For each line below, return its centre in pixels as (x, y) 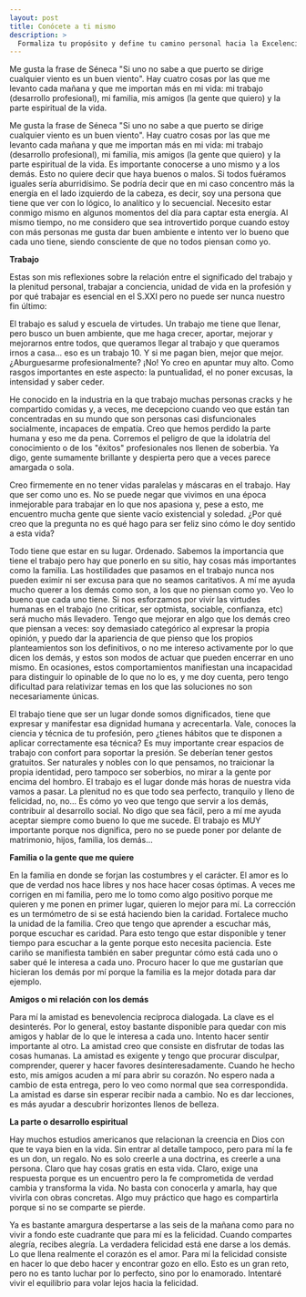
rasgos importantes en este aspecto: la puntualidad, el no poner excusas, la (151, 372)
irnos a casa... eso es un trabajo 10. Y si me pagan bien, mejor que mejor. (147, 353)
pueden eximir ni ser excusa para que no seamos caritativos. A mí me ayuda (153, 581)
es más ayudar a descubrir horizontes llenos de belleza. (114, 1105)
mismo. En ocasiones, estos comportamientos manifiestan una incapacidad (151, 667)
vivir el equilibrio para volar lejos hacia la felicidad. (104, 1283)
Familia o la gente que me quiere (72, 858)
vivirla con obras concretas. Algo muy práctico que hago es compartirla (144, 1198)
